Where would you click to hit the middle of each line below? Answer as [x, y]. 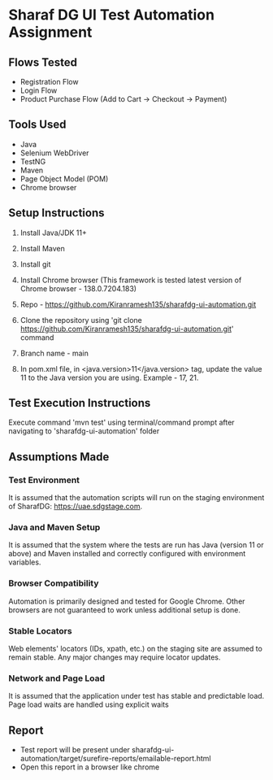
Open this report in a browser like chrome [90, 767]
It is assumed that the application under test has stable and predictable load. [136, 696]
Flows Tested [43, 62]
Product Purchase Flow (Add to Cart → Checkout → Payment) [123, 99]
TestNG [33, 161]
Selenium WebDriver [54, 153]
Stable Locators [40, 630]
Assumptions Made [59, 457]
